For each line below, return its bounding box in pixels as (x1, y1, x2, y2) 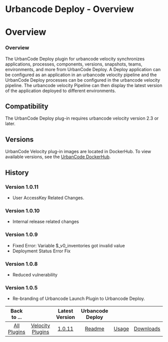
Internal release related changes (12, 219, 79, 225)
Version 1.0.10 (5, 207, 40, 214)
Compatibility (5, 102, 48, 111)
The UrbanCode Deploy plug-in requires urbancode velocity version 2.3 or (5, 115, 159, 121)
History (5, 168, 29, 177)
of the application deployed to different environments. (5, 88, 116, 94)
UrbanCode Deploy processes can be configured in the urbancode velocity (5, 77, 160, 83)
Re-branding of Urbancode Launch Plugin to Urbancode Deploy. (12, 295, 145, 301)
